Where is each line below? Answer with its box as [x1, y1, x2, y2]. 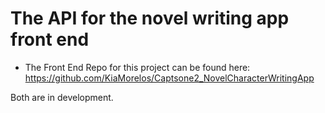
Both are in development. [10, 91, 114, 103]
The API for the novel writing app [10, 7, 290, 30]
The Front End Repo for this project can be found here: [24, 61, 251, 73]
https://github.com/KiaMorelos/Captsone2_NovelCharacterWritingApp [24, 72, 315, 84]
